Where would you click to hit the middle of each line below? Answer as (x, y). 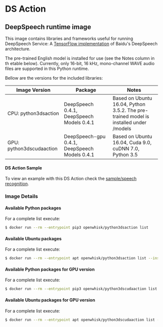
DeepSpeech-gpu (85, 136)
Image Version (33, 90)
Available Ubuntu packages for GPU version (50, 300)
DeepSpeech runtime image (48, 27)
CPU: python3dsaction (33, 113)
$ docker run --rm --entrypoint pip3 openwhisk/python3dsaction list (77, 228)
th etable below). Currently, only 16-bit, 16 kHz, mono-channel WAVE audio (80, 63)
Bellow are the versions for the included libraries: (54, 78)
